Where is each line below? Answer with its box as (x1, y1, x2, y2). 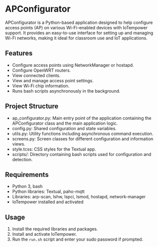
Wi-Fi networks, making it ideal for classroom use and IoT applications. (5, 35, 148, 41)
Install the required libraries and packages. (12, 226, 99, 232)
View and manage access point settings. (12, 77, 94, 83)
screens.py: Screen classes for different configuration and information (12, 135, 154, 142)
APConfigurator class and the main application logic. (12, 120, 118, 126)
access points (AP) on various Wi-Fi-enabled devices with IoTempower (5, 24, 148, 30)
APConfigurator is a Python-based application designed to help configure (5, 19, 153, 25)
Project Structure (5, 102, 59, 111)
